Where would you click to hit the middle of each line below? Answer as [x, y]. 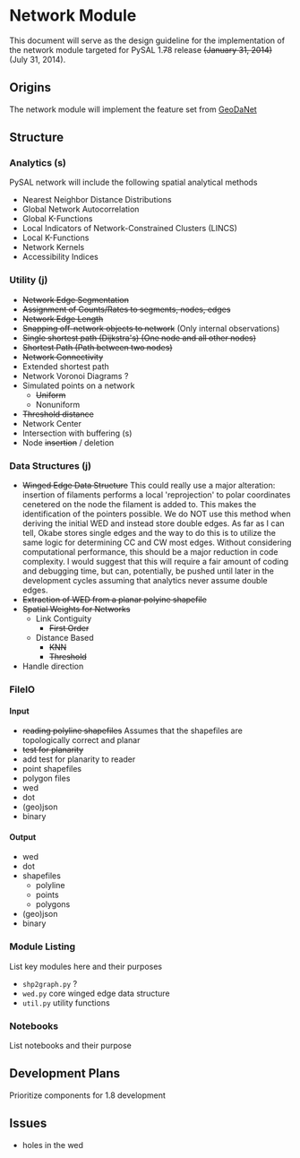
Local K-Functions [56, 238]
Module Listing [43, 946]
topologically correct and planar [81, 740]
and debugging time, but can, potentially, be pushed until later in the [148, 571]
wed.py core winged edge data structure [96, 993]
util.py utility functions [66, 1002]
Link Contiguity [64, 618]
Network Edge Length [63, 318]
